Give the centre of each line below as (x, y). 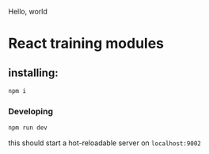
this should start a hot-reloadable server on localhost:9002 (105, 143)
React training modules (86, 44)
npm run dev (28, 128)
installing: (33, 73)
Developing (31, 111)
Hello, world (28, 12)
